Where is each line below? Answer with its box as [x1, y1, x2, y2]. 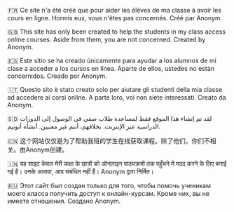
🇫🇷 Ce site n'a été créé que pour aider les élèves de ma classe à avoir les [7, 6, 222, 14]
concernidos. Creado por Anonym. [7, 72, 107, 80]
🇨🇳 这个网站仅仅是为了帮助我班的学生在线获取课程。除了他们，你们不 [7, 137, 210, 145]
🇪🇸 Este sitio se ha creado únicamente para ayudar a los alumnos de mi [7, 56, 217, 65]
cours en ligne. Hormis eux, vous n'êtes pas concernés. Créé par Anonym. [7, 14, 223, 22]
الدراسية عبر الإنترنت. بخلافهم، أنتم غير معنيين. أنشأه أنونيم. [7, 122, 161, 131]
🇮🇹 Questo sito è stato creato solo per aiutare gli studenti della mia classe [7, 86, 223, 93]
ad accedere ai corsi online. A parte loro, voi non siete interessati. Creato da [7, 93, 226, 101]
